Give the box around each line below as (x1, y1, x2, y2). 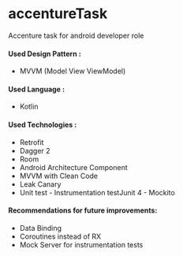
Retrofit (19, 137, 44, 147)
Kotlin (19, 102, 39, 111)
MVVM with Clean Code (19, 171, 99, 180)
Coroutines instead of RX (19, 232, 102, 241)
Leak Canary (19, 179, 62, 189)
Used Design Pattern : (8, 49, 81, 58)
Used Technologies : (8, 120, 77, 129)
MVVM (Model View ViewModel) (19, 66, 126, 76)
